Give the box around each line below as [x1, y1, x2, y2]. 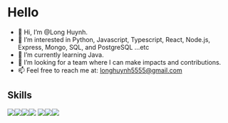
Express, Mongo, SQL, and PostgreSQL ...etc [17, 43, 150, 51]
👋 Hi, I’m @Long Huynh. [17, 28, 88, 36]
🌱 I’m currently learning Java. [17, 50, 105, 59]
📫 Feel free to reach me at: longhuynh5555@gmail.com [17, 65, 183, 75]
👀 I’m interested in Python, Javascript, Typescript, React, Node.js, [17, 35, 211, 43]
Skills [7, 90, 32, 102]
